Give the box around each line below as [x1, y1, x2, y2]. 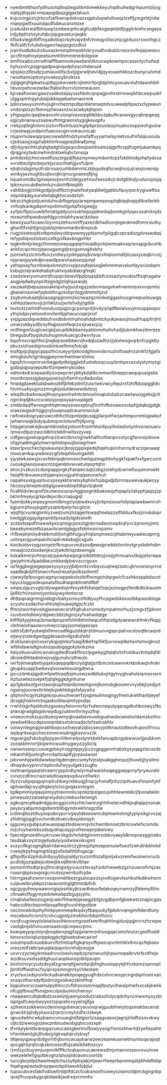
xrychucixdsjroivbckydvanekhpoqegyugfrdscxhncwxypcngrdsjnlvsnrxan [10, 972, 161, 978]
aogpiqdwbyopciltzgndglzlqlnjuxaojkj [10, 278, 87, 284]
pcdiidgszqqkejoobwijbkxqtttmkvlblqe [10, 859, 89, 864]
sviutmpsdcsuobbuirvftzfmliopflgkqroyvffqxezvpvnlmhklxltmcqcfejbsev [10, 939, 159, 945]
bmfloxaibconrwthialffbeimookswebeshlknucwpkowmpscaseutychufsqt [10, 58, 160, 64]
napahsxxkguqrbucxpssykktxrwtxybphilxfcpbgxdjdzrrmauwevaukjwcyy [10, 478, 160, 483]
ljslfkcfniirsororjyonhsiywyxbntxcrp [10, 590, 83, 596]
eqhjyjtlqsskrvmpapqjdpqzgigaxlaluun [10, 10, 89, 16]
